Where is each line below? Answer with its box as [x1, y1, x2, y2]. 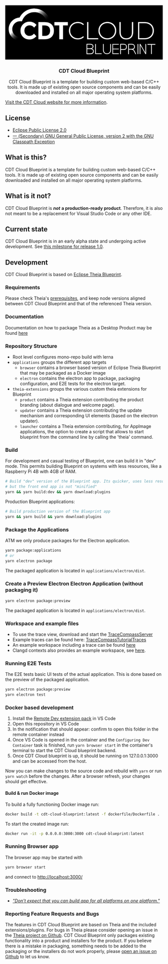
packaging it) [5, 586, 38, 593]
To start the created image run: [5, 820, 69, 827]
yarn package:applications [5, 548, 61, 553]
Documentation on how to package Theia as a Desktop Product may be [5, 324, 152, 330]
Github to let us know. [5, 953, 50, 960]
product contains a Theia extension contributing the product [19, 397, 144, 403]
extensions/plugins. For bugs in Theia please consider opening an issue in [5, 927, 158, 933]
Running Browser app [5, 843, 59, 850]
